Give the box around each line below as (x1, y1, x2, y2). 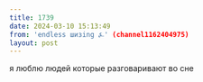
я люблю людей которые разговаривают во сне (9, 63, 194, 74)
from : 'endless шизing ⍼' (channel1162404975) (9, 30, 189, 39)
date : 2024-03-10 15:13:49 (9, 22, 111, 31)
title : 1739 (9, 13, 54, 23)
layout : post (9, 38, 59, 48)
